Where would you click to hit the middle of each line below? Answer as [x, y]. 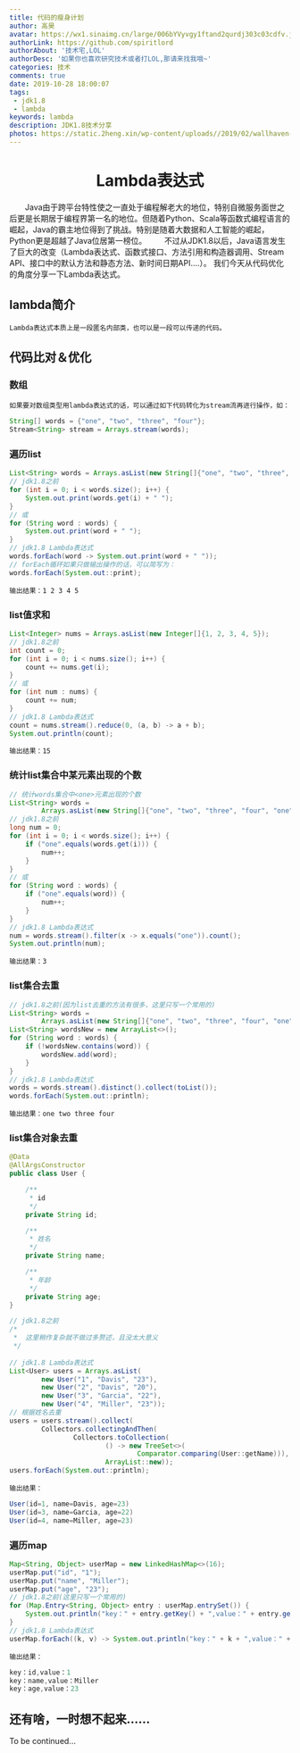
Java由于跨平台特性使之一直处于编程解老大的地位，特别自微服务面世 [151, 207]
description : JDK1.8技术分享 [61, 126]
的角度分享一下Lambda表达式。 [67, 274]
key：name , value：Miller [54, 1681]
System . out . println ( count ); [62, 733]
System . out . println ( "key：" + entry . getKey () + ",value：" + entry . [154, 1614]
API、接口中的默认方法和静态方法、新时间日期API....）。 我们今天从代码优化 [146, 263]
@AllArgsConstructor [48, 1165]
